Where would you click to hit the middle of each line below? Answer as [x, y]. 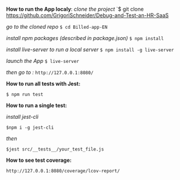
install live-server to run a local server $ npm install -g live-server [90, 49]
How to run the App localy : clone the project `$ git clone [75, 9]
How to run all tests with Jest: [43, 84]
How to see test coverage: [39, 160]
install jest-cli [22, 117]
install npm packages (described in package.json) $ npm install [85, 38]
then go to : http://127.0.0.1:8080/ [50, 72]
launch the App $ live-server [43, 61]
